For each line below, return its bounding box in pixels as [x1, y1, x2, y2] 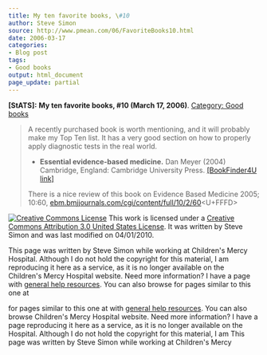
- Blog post [8, 49, 48, 57]
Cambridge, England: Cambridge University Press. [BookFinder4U [39, 165, 257, 175]
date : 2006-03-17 [8, 34, 66, 42]
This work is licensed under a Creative [108, 213, 235, 223]
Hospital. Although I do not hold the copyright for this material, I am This [8, 329, 245, 338]
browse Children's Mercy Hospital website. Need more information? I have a [8, 312, 258, 321]
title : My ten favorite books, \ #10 [8, 11, 130, 20]
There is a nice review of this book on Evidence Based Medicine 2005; [27, 189, 260, 199]
